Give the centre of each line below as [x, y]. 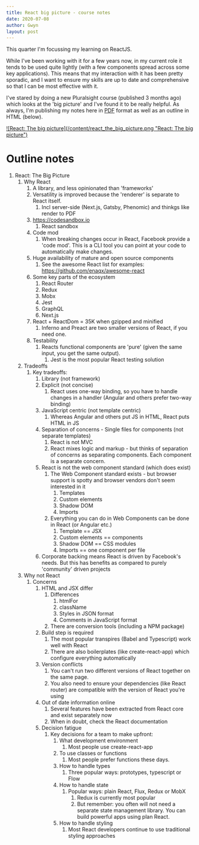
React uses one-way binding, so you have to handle [114, 391]
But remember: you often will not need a [126, 804]
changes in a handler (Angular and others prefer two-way [121, 398]
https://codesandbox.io [61, 220]
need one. [54, 334]
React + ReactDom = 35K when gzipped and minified [98, 322]
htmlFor [69, 601]
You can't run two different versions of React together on [120, 671]
